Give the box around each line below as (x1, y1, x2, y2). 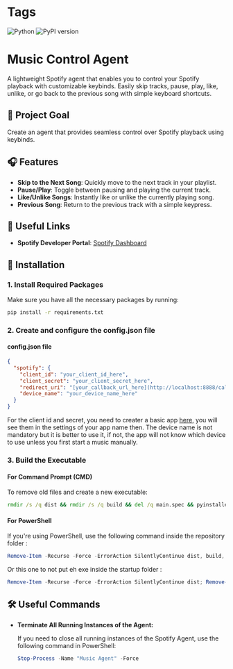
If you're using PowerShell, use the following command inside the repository (7, 532, 225, 540)
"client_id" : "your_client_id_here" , (19, 371, 129, 378)
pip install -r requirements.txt (7, 309, 104, 316)
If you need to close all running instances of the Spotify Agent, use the (17, 634, 219, 643)
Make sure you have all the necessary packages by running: (7, 296, 179, 304)
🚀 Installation (7, 258, 65, 271)
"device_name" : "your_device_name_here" (19, 390, 138, 397)
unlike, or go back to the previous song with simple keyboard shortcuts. (7, 89, 212, 97)
